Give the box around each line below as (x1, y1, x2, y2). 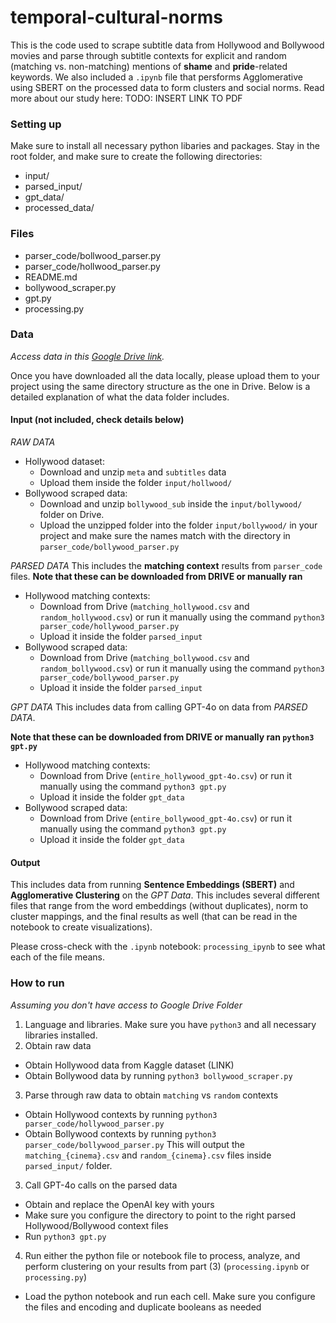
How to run (10, 976, 65, 990)
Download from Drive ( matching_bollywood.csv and (39, 652, 250, 664)
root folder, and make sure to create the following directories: (10, 151, 263, 163)
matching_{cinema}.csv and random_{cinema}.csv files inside (24, 1149, 272, 1161)
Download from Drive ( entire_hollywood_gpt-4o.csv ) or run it (39, 770, 293, 782)
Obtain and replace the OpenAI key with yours (24, 1198, 215, 1210)
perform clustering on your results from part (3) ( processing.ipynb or (24, 1260, 310, 1272)
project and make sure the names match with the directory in (39, 530, 291, 542)
